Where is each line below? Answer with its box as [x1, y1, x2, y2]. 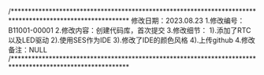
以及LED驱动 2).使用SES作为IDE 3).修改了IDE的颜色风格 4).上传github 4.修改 [8, 35, 256, 45]
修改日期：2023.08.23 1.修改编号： [131, 16, 245, 25]
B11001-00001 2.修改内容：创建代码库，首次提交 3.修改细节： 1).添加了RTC [8, 26, 251, 34]
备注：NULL [8, 45, 47, 54]
